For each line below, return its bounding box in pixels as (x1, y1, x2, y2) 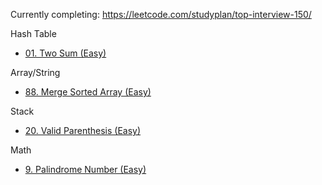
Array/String (10, 67, 61, 78)
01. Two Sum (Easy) (24, 47, 107, 59)
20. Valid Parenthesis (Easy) (24, 125, 142, 136)
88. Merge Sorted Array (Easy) (24, 86, 152, 98)
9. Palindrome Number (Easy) (24, 164, 147, 175)
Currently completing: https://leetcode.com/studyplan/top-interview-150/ (10, 9, 312, 20)
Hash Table (10, 28, 57, 39)
